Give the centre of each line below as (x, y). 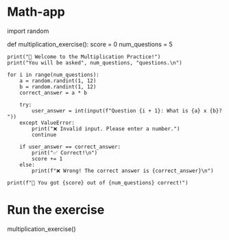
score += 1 (47, 158)
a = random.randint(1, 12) (58, 81)
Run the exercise (56, 210)
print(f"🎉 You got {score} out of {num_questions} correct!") (98, 182)
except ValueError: (47, 123)
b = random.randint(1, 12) (58, 86)
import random (28, 31)
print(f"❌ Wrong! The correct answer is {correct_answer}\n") (123, 171)
